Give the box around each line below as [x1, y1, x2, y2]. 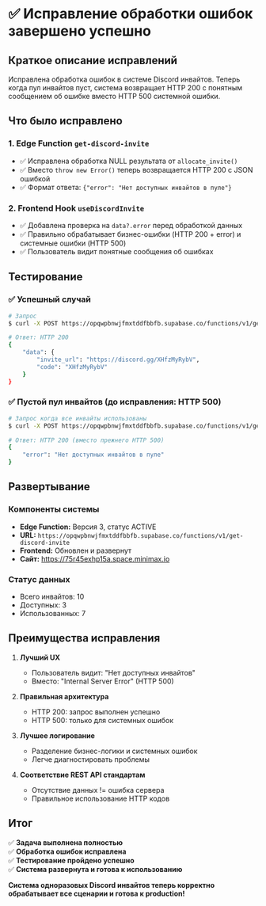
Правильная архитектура [19, 691, 109, 701]
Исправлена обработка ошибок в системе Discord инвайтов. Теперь [8, 74, 241, 84]
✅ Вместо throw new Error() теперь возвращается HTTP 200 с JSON [19, 165, 253, 174]
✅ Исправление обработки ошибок [8, 5, 253, 23]
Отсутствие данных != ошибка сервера [31, 785, 165, 794]
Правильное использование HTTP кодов [31, 794, 170, 803]
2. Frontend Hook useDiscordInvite [8, 203, 145, 214]
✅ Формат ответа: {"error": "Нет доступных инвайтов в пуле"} [19, 182, 232, 192]
